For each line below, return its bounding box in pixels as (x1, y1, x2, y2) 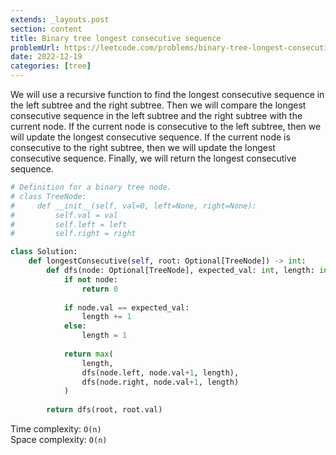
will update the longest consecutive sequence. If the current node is (10, 131, 291, 143)
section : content (10, 24, 83, 34)
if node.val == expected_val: (63, 302, 190, 313)
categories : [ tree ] (10, 61, 92, 71)
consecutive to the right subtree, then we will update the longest (10, 142, 276, 153)
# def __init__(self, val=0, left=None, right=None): (10, 201, 257, 211)
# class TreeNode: (10, 191, 87, 201)
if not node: (63, 274, 118, 285)
